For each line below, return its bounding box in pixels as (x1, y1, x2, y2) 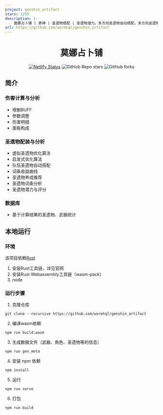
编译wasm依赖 (12, 320, 41, 326)
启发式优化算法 (12, 156, 42, 162)
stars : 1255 (5, 12, 29, 16)
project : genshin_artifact (5, 7, 60, 12)
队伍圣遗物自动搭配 (12, 162, 51, 168)
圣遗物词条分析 (12, 180, 42, 187)
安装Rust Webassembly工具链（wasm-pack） (12, 271, 104, 277)
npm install (5, 368, 29, 373)
